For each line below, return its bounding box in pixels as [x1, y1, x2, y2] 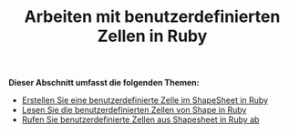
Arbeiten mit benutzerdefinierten [24, 6, 281, 27]
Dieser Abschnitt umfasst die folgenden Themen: [8, 77, 200, 88]
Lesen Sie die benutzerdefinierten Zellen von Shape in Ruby [21, 105, 247, 116]
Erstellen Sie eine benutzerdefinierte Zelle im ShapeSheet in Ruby [21, 95, 269, 106]
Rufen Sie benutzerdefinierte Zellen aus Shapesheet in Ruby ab [21, 114, 260, 125]
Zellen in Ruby [97, 26, 208, 46]
